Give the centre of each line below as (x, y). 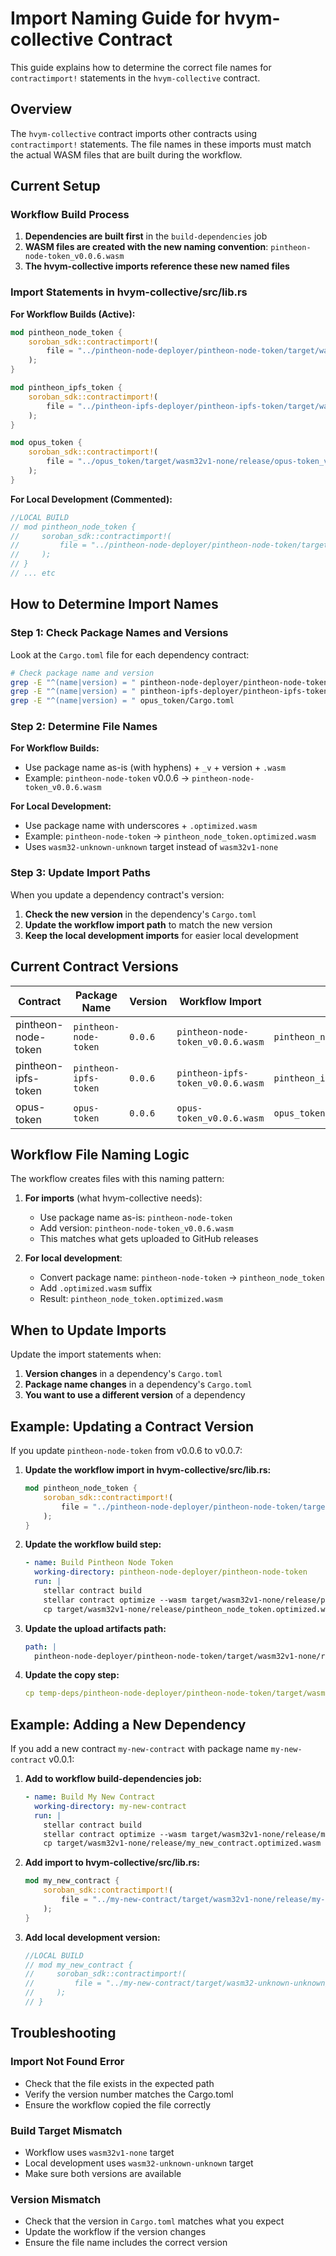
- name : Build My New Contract (90, 1797)
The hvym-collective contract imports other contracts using (134, 133)
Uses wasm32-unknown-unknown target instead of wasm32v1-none (151, 847)
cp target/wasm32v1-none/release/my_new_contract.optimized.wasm (182, 1843)
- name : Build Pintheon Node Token (99, 1563)
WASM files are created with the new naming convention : (146, 247)
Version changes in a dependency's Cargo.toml (123, 1374)
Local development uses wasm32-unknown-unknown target (139, 2163)
